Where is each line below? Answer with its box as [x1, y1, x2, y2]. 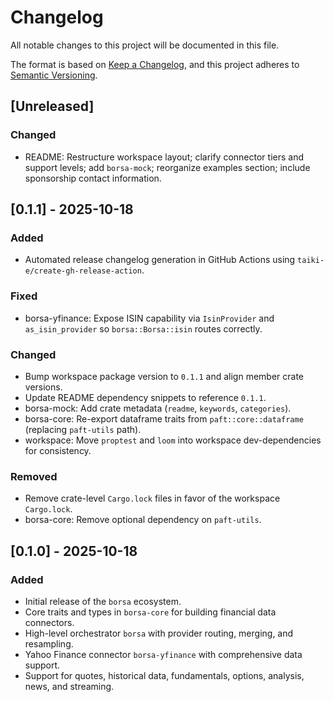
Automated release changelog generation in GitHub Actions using [24, 254, 296, 266]
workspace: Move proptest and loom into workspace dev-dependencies [24, 434, 322, 446]
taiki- [297, 256, 325, 266]
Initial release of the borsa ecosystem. [24, 595, 182, 607]
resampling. [24, 637, 74, 650]
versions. [24, 381, 63, 393]
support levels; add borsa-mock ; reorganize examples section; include [24, 161, 311, 173]
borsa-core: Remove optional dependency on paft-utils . [24, 514, 262, 526]
